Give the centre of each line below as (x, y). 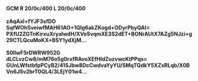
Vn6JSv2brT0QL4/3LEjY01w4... (47, 72)
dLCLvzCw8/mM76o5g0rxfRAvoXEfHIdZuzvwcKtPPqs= (77, 59)
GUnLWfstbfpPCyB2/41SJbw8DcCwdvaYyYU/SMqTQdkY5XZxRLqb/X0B (98, 66)
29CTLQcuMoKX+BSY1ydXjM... (46, 40)
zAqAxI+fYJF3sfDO (31, 21)
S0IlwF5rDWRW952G (33, 53)
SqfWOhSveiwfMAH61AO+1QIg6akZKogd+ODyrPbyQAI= (78, 28)
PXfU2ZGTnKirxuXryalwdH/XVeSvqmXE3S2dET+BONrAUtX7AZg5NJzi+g (99, 34)
